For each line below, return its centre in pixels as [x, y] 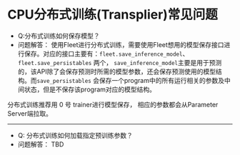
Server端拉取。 [30, 113]
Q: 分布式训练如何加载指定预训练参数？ [75, 135]
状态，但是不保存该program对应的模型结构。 [90, 89]
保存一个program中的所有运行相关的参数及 [162, 80]
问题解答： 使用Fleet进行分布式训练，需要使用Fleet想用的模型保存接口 [121, 44]
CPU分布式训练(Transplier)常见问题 [112, 15]
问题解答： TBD [41, 144]
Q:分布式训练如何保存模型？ [59, 36]
